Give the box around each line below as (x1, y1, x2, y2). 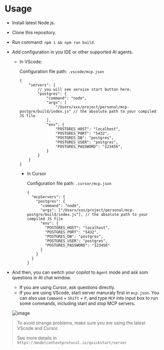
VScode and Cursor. (16, 325, 59, 331)
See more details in (16, 335, 57, 341)
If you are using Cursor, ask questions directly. (19, 284, 115, 290)
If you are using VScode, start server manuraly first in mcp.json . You (19, 290, 159, 296)
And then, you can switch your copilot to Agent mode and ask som (11, 269, 148, 275)
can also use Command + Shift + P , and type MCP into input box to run (19, 295, 158, 301)
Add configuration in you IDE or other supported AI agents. (11, 49, 133, 55)
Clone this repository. (11, 29, 56, 35)
